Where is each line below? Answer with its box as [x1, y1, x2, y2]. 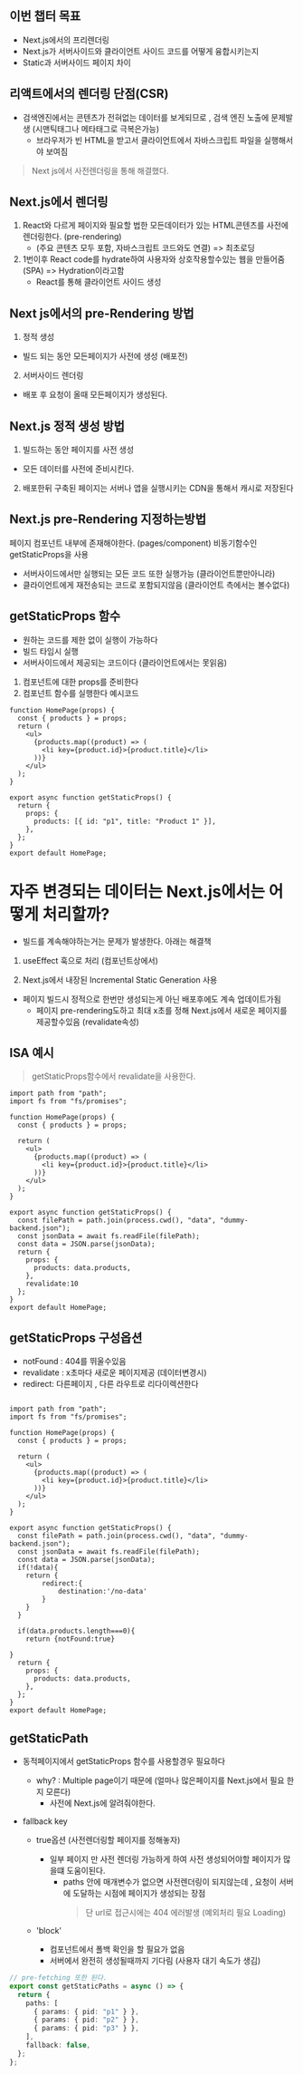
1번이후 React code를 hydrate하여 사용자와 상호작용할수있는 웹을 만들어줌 [22, 254, 285, 265]
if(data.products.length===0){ [17, 1626, 136, 1636]
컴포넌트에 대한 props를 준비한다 [22, 676, 139, 687]
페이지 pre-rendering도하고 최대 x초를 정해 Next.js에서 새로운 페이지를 [35, 1004, 288, 1015]
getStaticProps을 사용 [9, 548, 89, 559]
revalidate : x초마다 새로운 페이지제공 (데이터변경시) [22, 1367, 207, 1378]
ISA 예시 [9, 1045, 54, 1061]
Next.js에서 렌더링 [9, 194, 109, 210]
